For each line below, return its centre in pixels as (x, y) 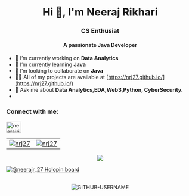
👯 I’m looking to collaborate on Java (59, 71)
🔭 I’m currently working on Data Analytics (66, 58)
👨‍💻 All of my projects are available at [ (61, 77)
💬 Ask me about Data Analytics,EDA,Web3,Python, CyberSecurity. (99, 90)
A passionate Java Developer (100, 45)
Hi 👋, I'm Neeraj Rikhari (100, 12)
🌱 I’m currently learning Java (50, 64)
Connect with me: (32, 111)
